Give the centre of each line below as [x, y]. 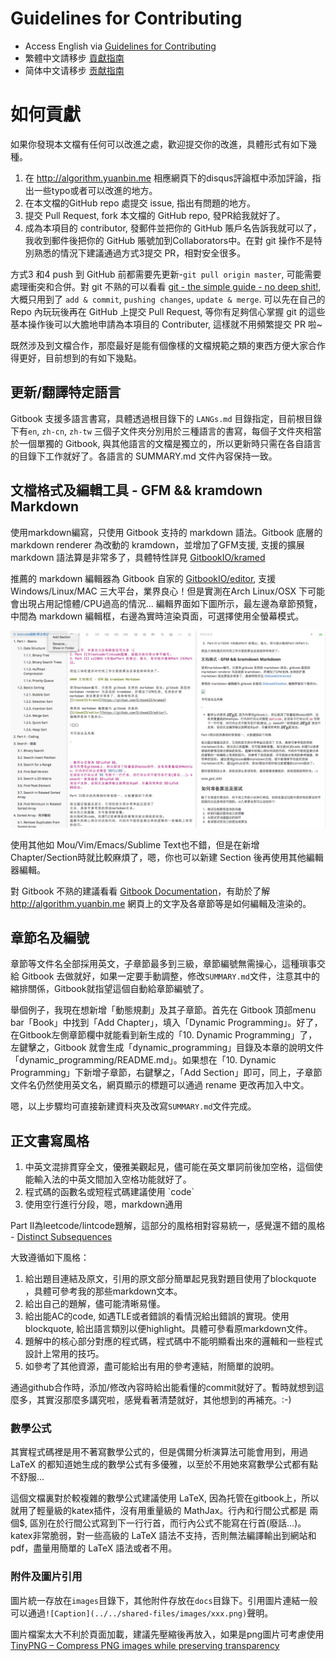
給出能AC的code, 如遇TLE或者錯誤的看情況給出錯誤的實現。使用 [157, 1316]
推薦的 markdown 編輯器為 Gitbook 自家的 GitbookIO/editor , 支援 [143, 578]
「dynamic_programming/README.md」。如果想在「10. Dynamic [143, 1060]
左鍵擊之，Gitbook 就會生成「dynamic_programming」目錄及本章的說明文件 [167, 1048]
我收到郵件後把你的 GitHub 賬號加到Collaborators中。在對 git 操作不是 [169, 240]
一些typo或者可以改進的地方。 [95, 190]
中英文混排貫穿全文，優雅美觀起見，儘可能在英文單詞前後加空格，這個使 [173, 1167]
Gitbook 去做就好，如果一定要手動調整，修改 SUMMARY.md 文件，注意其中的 [170, 976]
